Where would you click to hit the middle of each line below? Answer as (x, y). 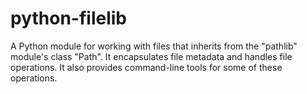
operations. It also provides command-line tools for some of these (146, 67)
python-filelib (68, 18)
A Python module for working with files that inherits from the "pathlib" (154, 46)
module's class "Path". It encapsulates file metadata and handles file (151, 56)
